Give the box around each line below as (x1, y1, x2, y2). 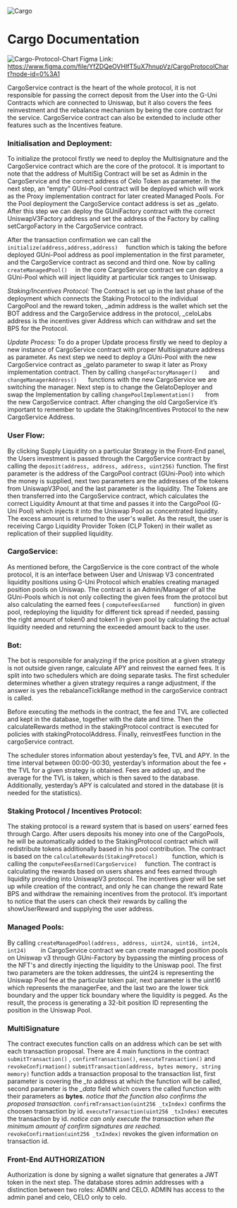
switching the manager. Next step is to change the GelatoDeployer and (7, 383, 213, 392)
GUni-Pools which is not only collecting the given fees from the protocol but (7, 593, 228, 601)
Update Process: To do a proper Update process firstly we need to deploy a (7, 338, 228, 346)
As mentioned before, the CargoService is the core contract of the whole (7, 562, 219, 571)
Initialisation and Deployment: (7, 138, 113, 148)
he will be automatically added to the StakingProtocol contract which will (7, 837, 219, 846)
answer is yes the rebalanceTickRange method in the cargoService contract (7, 687, 228, 695)
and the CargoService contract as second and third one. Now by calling (7, 258, 215, 267)
